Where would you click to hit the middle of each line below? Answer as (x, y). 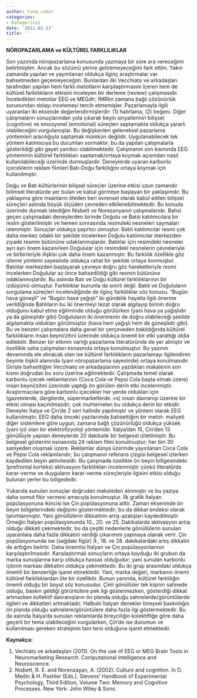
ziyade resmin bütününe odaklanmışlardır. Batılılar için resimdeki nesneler (95, 242)
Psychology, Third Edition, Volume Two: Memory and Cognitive (91, 683)
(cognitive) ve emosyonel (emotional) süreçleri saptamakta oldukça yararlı (96, 124)
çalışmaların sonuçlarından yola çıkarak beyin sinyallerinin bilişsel (85, 118)
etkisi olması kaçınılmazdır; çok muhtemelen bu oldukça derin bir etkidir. (93, 404)
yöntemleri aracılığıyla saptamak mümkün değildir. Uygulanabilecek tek (92, 137)
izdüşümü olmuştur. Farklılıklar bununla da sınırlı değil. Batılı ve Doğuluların (96, 285)
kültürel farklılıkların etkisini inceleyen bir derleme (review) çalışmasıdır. (92, 93)
